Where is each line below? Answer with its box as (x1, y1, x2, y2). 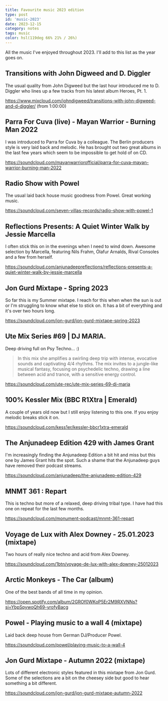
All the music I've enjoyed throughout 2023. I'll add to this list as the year (5, 49, 156, 55)
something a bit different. (5, 680, 58, 686)
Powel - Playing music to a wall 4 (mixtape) (5, 618, 142, 627)
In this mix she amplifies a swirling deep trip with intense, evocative (17, 355, 157, 361)
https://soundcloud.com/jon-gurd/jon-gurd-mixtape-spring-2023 (5, 318, 140, 324)
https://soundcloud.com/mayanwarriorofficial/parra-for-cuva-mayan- (5, 159, 149, 165)
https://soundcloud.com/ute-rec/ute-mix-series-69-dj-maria (5, 381, 130, 387)
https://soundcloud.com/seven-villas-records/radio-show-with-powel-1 (5, 207, 153, 214)
